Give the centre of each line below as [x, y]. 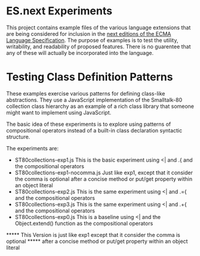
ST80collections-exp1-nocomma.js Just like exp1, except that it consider [104, 172]
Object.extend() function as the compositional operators [84, 223]
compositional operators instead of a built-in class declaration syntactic [94, 130]
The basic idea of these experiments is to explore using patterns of [89, 124]
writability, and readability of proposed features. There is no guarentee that [99, 47]
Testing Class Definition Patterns [90, 77]
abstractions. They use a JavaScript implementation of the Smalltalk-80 [94, 100]
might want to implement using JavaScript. [59, 112]
